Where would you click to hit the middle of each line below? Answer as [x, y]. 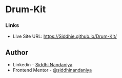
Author [17, 52]
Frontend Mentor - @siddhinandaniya [52, 70]
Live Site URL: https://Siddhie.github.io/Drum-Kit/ [65, 36]
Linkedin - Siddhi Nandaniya [43, 65]
